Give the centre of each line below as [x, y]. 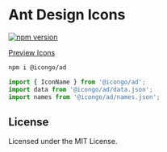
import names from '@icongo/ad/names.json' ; [84, 97]
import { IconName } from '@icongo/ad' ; [77, 82]
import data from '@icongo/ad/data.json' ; [81, 89]
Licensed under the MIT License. [63, 142]
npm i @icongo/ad [38, 67]
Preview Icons [32, 52]
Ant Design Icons [67, 15]
